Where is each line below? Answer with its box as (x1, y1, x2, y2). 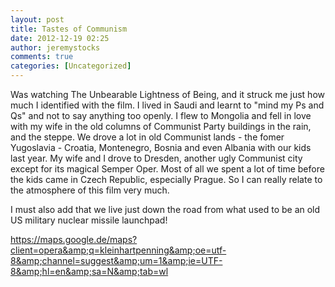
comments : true (10, 52, 74, 62)
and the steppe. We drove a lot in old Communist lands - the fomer (10, 131, 285, 143)
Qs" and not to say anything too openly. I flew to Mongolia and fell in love (10, 110, 312, 121)
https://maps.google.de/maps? (10, 234, 138, 245)
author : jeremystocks (10, 42, 101, 53)
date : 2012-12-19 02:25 (10, 33, 110, 43)
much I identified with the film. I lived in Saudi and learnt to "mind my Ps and (10, 99, 325, 111)
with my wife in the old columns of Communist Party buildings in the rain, (10, 121, 312, 132)
